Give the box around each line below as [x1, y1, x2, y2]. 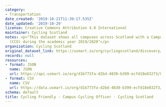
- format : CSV [5, 76, 35, 81]
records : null [5, 53, 35, 58]
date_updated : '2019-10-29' [5, 21, 63, 26]
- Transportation [5, 12, 41, 17]
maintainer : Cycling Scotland [5, 30, 68, 35]
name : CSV [9, 80, 30, 85]
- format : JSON [5, 62, 37, 67]
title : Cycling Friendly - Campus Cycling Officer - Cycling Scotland [5, 94, 154, 99]
